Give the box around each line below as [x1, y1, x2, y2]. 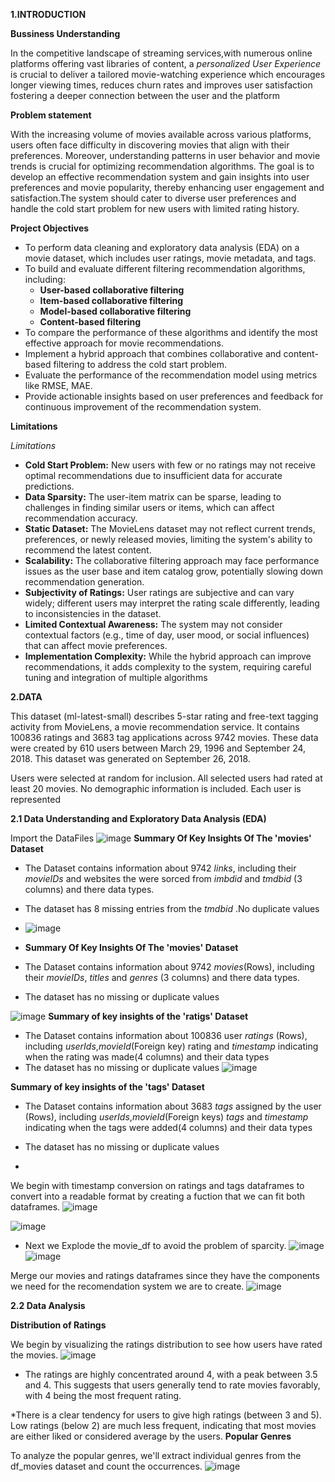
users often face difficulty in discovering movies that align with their [10, 139, 290, 151]
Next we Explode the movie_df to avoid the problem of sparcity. [24, 1240, 287, 1251]
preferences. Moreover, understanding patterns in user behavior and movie [10, 150, 321, 161]
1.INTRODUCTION [10, 9, 87, 20]
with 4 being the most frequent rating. [24, 1390, 182, 1401]
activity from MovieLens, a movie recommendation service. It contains [10, 721, 300, 733]
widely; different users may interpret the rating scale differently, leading [24, 597, 320, 609]
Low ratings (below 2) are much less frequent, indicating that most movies [10, 1420, 317, 1431]
